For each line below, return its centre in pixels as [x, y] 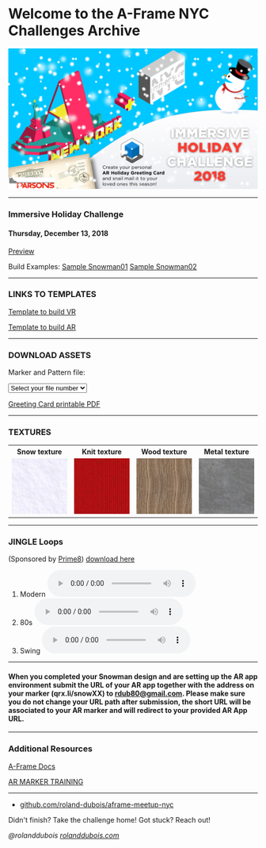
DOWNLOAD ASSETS [49, 355]
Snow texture [40, 451]
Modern [32, 594]
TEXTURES [30, 432]
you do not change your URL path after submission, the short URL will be [130, 702]
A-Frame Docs [32, 766]
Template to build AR [42, 327]
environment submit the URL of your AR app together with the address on [131, 684]
